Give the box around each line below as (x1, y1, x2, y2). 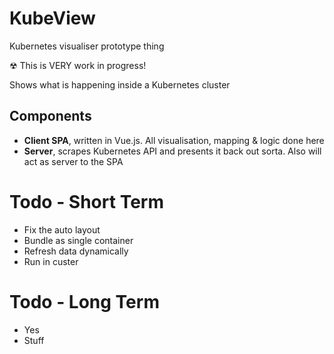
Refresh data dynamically (23, 245, 129, 257)
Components (9, 108, 92, 125)
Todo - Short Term (9, 190, 164, 213)
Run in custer (23, 255, 79, 267)
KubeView (9, 7, 96, 30)
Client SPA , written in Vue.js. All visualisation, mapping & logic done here (23, 134, 325, 146)
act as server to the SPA (23, 155, 124, 167)
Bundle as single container (23, 234, 134, 246)
